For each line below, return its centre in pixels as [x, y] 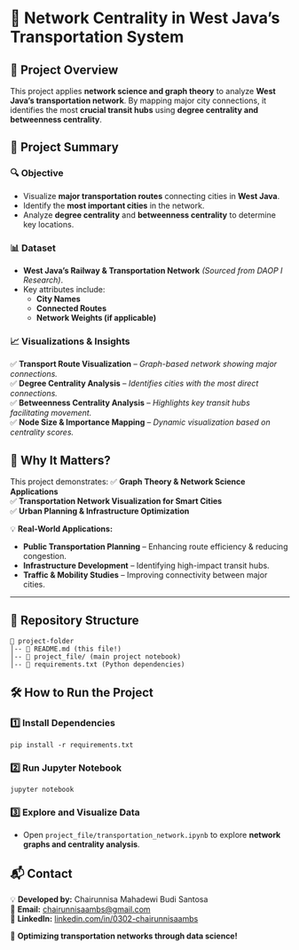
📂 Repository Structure [75, 621]
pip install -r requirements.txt [72, 745]
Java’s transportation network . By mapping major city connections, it [138, 100]
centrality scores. [42, 432]
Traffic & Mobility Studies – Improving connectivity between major [145, 575]
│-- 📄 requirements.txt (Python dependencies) [98, 664]
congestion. [45, 556]
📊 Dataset [33, 248]
